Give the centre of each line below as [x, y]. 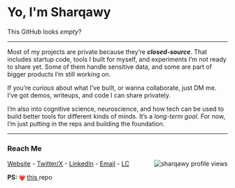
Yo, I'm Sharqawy [59, 12]
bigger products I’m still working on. [59, 74]
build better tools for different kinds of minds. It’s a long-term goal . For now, [116, 116]
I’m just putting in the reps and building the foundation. [86, 123]
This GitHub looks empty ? [44, 32]
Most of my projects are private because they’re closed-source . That [107, 52]
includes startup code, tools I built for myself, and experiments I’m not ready [117, 59]
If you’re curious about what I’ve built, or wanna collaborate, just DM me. [112, 88]
